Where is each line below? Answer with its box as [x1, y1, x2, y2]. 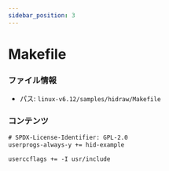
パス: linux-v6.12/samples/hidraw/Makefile [19, 94, 161, 104]
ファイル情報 [8, 75, 57, 85]
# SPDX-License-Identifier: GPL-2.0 [8, 134, 128, 142]
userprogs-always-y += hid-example [8, 141, 125, 149]
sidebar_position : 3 [8, 11, 76, 20]
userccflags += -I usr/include [8, 155, 111, 163]
